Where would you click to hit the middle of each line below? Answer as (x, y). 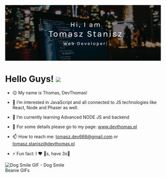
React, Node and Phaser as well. (45, 107)
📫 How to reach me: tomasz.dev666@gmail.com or (65, 136)
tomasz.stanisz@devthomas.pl (43, 143)
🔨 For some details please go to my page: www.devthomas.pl (75, 127)
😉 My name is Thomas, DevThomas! (50, 92)
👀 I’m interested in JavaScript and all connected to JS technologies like (84, 102)
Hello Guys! (30, 79)
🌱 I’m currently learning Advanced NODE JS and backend (71, 117)
